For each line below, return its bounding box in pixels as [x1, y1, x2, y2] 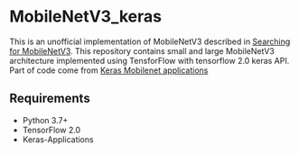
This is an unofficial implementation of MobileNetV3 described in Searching [9, 36, 291, 47]
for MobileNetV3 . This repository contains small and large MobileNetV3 [9, 45, 276, 56]
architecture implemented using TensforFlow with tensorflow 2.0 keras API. [9, 55, 290, 66]
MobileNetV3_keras [9, 6, 163, 27]
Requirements [9, 91, 90, 106]
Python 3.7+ [22, 114, 69, 125]
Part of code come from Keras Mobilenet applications [9, 65, 209, 76]
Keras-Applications [22, 133, 94, 145]
